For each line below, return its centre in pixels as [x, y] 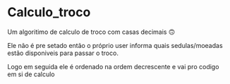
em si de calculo [31, 74]
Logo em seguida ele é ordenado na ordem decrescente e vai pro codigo [113, 66]
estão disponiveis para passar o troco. [63, 53]
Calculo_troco [49, 12]
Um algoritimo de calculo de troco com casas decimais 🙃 [91, 32]
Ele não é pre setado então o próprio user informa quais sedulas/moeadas [115, 45]
